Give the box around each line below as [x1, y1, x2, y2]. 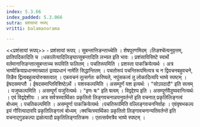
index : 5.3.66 [6, 8, 42, 15]
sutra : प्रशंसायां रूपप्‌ [6, 20, 48, 26]
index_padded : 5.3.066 [6, 14, 63, 20]
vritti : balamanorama [6, 25, 60, 32]
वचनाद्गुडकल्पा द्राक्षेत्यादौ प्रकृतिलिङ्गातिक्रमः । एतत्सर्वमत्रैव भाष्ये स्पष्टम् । [6, 114, 146, 121]
